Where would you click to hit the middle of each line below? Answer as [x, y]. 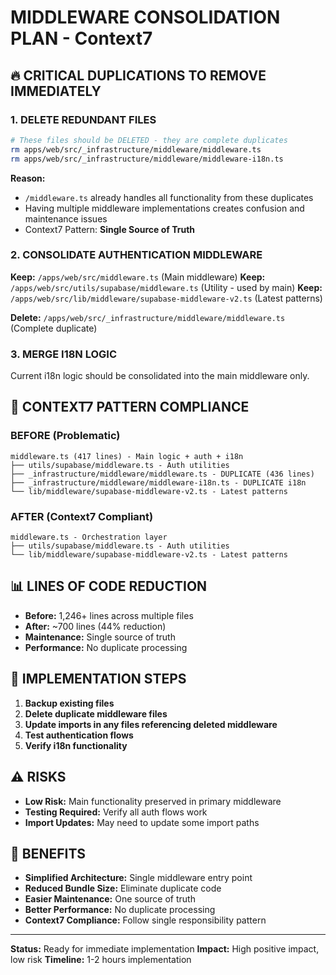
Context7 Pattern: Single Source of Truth [110, 229]
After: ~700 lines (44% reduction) [95, 626]
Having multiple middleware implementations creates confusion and [164, 208]
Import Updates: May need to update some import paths [142, 822]
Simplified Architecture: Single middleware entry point [138, 878]
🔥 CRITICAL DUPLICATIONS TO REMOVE [138, 75]
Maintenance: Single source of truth [100, 637]
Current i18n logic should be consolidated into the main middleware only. [160, 376]
